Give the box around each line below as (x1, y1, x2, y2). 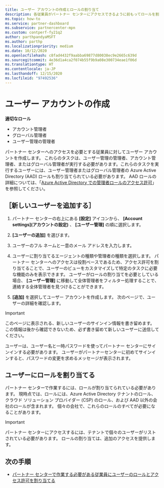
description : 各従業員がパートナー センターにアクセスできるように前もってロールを (5, 12, 156, 17)
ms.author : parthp (5, 39, 43, 44)
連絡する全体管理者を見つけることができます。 (12, 284, 107, 289)
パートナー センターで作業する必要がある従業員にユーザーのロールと (12, 471, 151, 477)
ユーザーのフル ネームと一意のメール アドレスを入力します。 (12, 242, 135, 248)
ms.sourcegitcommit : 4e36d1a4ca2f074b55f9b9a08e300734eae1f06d (5, 57, 137, 62)
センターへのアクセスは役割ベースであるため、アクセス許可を (30, 259, 155, 265)
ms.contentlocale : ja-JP (5, 67, 56, 72)
